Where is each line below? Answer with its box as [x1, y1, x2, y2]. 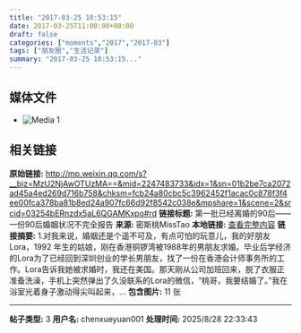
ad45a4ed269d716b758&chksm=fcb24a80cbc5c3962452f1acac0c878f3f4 [9, 187, 288, 198]
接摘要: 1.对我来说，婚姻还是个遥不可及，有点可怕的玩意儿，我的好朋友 [9, 230, 271, 241]
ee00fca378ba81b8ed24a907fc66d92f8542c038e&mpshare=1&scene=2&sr [9, 197, 292, 208]
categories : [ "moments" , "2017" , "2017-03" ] [9, 38, 170, 47]
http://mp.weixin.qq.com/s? [45, 167, 148, 179]
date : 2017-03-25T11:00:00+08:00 [9, 21, 134, 30]
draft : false [9, 30, 58, 38]
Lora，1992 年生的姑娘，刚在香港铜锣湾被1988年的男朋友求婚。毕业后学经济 [9, 241, 291, 252]
